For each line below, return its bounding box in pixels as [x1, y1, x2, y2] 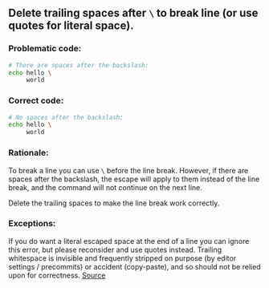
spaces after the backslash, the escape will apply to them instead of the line [8, 174, 260, 184]
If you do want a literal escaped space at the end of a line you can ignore [8, 236, 250, 245]
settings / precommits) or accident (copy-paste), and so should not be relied [8, 262, 261, 271]
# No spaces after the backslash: [8, 113, 124, 121]
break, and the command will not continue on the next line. [8, 182, 202, 192]
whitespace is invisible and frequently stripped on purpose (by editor [8, 253, 237, 263]
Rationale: [8, 148, 49, 159]
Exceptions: [8, 218, 56, 229]
